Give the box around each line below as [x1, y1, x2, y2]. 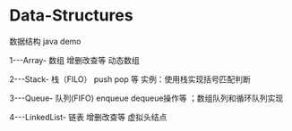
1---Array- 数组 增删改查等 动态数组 [9, 54, 141, 65]
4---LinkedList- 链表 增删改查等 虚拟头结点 [9, 111, 167, 122]
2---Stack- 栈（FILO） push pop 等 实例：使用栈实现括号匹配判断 [9, 73, 251, 85]
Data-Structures [9, 5, 133, 26]
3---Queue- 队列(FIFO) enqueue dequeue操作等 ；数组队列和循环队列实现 [9, 93, 284, 103]
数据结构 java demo [9, 36, 82, 46]
